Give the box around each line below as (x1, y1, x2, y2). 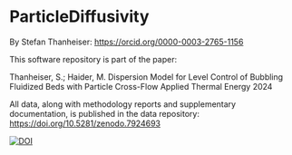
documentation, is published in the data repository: (9, 108, 200, 119)
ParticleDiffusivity (9, 6, 150, 27)
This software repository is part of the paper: (9, 53, 178, 64)
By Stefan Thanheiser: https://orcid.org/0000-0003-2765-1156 (9, 36, 244, 47)
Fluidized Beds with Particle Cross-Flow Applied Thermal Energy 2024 (9, 81, 273, 92)
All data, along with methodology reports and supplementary (9, 98, 237, 110)
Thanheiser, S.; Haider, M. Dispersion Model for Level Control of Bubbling (9, 71, 284, 82)
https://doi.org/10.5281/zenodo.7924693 (9, 118, 161, 129)
